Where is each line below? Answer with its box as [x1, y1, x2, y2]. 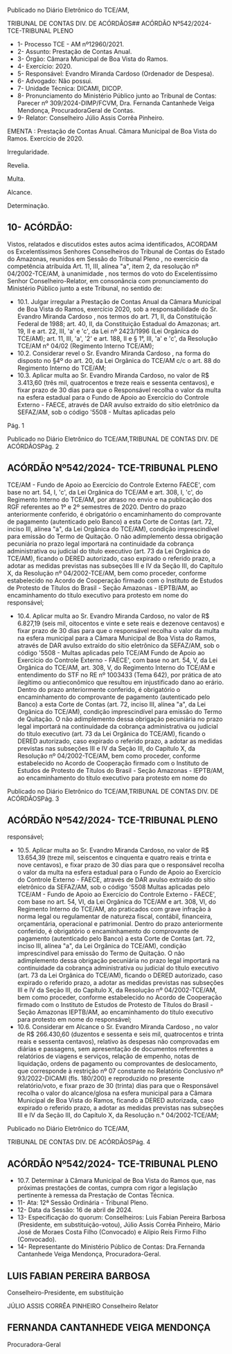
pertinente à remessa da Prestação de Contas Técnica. [17, 1191, 175, 1200]
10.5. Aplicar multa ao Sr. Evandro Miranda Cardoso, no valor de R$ [17, 846, 209, 855]
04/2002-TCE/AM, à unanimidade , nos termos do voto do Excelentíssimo [7, 269, 218, 278]
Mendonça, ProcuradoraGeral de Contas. [17, 107, 135, 114]
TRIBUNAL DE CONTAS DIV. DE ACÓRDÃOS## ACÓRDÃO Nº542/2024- [7, 19, 212, 27]
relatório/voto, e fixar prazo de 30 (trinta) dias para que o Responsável [17, 1082, 219, 1090]
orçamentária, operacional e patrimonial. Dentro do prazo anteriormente [17, 920, 223, 928]
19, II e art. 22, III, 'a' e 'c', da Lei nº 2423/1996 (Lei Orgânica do [17, 327, 199, 335]
